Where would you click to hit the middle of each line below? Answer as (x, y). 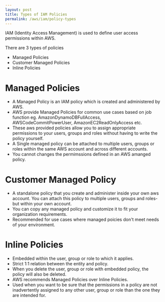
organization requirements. (40, 214)
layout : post (19, 10)
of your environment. (34, 225)
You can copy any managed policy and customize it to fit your (75, 209)
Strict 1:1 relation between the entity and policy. (60, 264)
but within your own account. (42, 204)
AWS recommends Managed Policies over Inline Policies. (70, 280)
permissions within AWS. (30, 38)
